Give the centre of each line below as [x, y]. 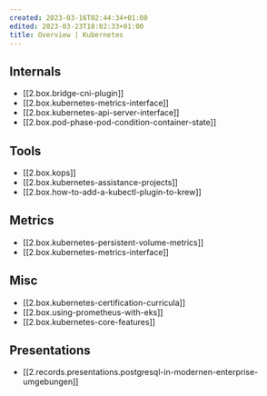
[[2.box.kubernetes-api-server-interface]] [101, 113]
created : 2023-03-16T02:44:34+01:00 [79, 18]
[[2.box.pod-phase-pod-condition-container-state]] [119, 123]
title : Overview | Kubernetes [67, 35]
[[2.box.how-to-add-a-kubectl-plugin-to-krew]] [112, 192]
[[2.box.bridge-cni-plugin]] [73, 94]
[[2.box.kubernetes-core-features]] [89, 322]
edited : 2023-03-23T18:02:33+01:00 [77, 26]
